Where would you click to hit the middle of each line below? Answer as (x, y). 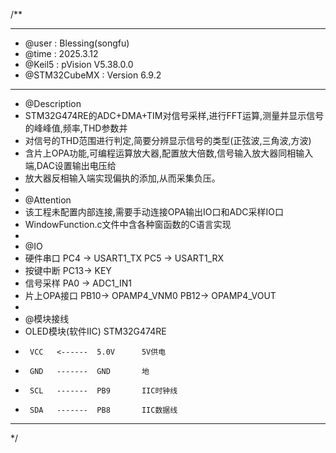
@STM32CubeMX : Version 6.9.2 (93, 75)
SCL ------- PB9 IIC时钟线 (103, 391)
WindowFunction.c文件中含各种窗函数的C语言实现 (128, 224)
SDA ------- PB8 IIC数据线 (103, 410)
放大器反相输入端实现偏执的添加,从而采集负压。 (122, 178)
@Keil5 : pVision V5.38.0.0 (79, 64)
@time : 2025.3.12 (61, 53)
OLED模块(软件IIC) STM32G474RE (95, 331)
